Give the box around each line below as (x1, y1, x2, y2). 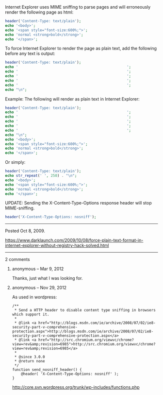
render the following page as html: (5, 9, 74, 15)
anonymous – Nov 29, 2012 (12, 285, 67, 291)
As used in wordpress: (12, 294, 57, 300)
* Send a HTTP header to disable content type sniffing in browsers (14, 308, 156, 313)
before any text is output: (5, 51, 55, 56)
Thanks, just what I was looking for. (12, 275, 83, 281)
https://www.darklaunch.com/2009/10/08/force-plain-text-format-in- (5, 238, 144, 243)
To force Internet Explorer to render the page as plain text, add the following (5, 46, 157, 52)
